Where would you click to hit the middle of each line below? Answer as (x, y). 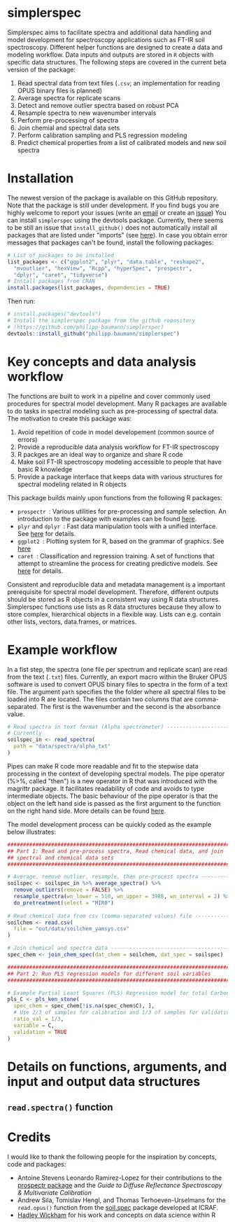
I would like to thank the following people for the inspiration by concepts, (112, 1157)
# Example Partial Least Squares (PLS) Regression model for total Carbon (119, 993)
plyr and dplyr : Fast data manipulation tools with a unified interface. (117, 526)
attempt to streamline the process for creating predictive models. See (117, 563)
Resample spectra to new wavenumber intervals (87, 113)
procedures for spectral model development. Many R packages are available (117, 404)
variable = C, (34, 1025)
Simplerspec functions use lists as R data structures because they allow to (114, 607)
